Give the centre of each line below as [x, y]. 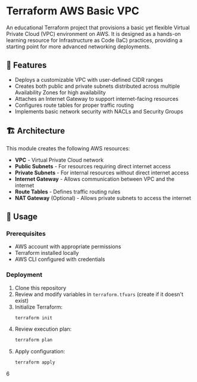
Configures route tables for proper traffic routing [74, 105]
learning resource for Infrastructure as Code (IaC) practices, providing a [94, 40]
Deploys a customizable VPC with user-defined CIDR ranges [89, 79]
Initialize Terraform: [39, 307]
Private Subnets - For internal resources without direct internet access [102, 172]
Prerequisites [26, 233]
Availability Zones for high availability [60, 92]
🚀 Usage [22, 216]
